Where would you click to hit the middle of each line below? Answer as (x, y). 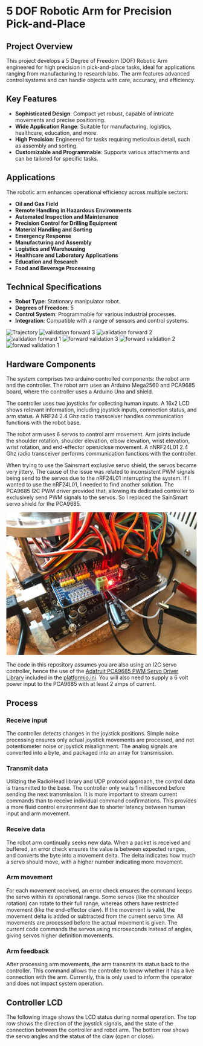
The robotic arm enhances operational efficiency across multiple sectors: (97, 192)
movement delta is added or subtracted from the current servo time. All (95, 916)
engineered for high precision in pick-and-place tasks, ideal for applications (101, 67)
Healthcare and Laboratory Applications (66, 255)
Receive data (26, 829)
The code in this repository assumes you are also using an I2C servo (92, 665)
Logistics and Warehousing (50, 248)
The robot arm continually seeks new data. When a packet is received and (99, 842)
